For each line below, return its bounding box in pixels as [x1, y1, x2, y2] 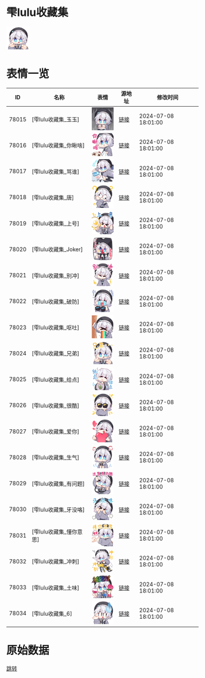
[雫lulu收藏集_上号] [31, 220, 80, 227]
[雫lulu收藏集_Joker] [31, 246, 84, 253]
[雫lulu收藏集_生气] [31, 454, 80, 461]
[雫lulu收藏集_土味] [31, 583, 80, 591]
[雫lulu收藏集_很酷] [31, 402, 80, 409]
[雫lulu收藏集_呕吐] [31, 324, 80, 331]
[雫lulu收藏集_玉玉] [31, 116, 80, 123]
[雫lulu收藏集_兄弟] [31, 350, 80, 357]
